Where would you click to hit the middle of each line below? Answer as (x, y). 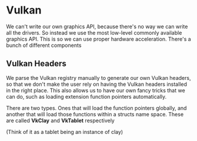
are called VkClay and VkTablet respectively (60, 120)
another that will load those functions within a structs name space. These (95, 114)
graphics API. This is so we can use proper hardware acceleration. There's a (98, 39)
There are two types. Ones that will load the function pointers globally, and (96, 108)
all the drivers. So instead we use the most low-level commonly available (94, 32)
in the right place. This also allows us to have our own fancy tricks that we (96, 90)
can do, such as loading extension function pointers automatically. (86, 96)
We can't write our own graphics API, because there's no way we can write (97, 26)
